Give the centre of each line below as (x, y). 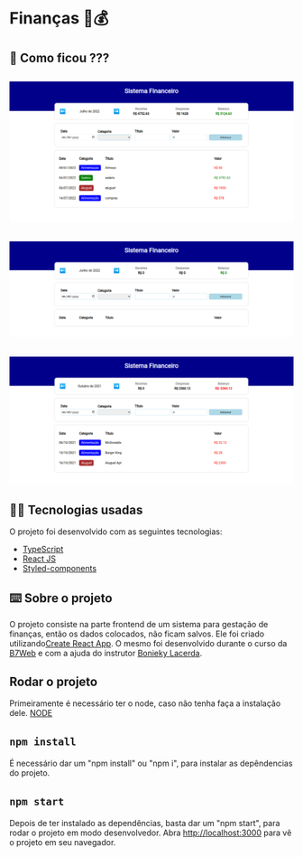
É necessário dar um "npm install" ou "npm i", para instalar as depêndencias (151, 763)
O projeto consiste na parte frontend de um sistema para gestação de (139, 625)
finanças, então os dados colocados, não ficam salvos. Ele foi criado (137, 634)
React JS (39, 559)
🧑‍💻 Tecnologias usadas (76, 509)
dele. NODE (31, 712)
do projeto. (30, 772)
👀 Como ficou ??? (60, 57)
